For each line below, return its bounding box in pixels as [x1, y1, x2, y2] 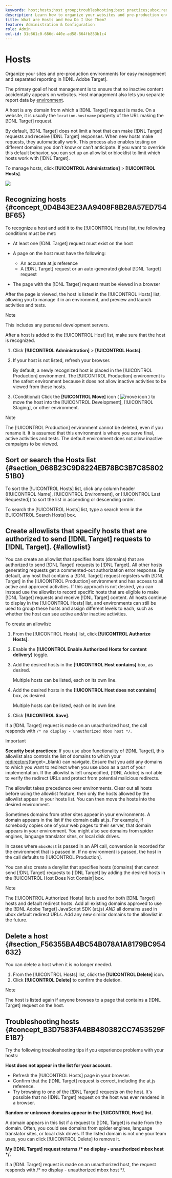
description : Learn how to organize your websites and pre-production [5, 12, 159, 17]
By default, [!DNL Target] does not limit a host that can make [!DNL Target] [5, 128, 163, 134]
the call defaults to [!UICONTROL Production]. [5, 854, 102, 860]
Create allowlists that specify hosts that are [5, 527, 147, 535]
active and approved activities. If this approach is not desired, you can [5, 584, 154, 590]
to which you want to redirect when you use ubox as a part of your [5, 764, 146, 770]
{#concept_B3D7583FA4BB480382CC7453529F [5, 1025, 165, 1034]
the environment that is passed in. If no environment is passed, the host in [5, 849, 161, 855]
